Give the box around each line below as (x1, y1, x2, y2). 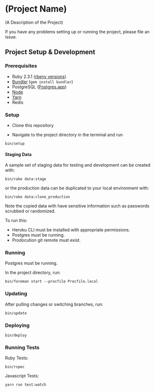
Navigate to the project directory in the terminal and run (12, 132, 123, 138)
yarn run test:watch (5, 382, 47, 387)
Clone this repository (12, 122, 54, 128)
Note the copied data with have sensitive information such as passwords (5, 203, 150, 209)
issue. (5, 34, 17, 40)
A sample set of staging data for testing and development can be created (5, 162, 151, 168)
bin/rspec (5, 364, 25, 369)
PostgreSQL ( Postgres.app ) (12, 84, 67, 90)
